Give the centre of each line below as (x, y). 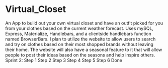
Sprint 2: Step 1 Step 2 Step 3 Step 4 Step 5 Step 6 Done (64, 60)
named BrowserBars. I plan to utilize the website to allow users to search (80, 39)
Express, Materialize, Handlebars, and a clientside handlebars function (78, 33)
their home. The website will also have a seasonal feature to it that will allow (84, 49)
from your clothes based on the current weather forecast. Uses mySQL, (79, 28)
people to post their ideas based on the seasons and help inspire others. (80, 55)
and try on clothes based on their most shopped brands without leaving (79, 44)
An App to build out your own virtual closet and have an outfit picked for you (84, 23)
